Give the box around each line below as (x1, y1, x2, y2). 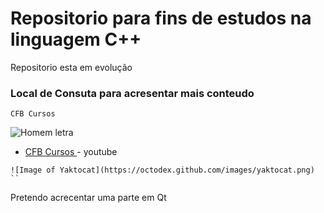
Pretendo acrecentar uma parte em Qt (10, 192, 167, 204)
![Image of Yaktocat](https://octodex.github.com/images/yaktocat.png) (10, 165, 315, 176)
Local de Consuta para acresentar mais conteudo (10, 86, 255, 100)
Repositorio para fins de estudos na (10, 7, 312, 30)
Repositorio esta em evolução (10, 61, 133, 73)
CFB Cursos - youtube (24, 146, 118, 158)
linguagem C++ (10, 28, 142, 51)
